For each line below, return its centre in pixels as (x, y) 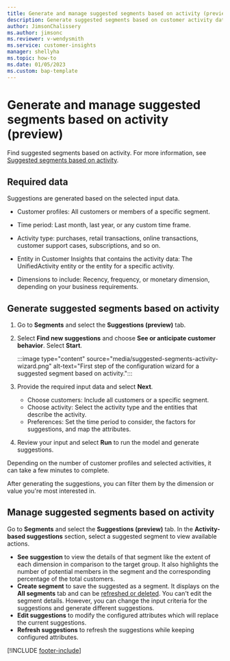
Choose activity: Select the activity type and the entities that (112, 407)
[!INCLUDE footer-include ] (44, 650)
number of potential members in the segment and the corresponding (114, 571)
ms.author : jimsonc (35, 33)
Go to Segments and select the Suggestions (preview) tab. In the (100, 529)
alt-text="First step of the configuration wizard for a (126, 366)
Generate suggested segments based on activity (113, 309)
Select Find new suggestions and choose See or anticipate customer (116, 338)
